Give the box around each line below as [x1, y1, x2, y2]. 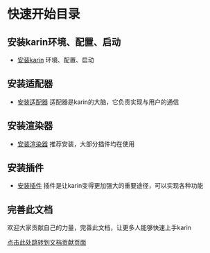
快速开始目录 [7, 6, 81, 22]
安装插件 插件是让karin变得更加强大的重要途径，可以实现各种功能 [17, 182, 204, 190]
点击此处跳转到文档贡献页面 [7, 238, 87, 247]
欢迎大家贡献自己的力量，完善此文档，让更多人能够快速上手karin [7, 223, 192, 232]
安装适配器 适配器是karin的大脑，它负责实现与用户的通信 [17, 98, 180, 106]
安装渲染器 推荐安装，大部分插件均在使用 [17, 139, 135, 148]
